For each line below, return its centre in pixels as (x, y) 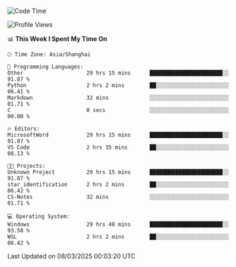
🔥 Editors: (24, 129)
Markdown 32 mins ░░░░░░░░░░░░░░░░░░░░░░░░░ (118, 98)
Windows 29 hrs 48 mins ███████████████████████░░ (118, 225)
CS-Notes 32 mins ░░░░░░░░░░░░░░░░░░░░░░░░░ (118, 197)
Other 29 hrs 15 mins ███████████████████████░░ (118, 73)
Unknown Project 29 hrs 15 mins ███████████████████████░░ (118, 172)
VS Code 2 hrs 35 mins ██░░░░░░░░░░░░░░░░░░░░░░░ (118, 147)
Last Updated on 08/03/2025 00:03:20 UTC (71, 256)
